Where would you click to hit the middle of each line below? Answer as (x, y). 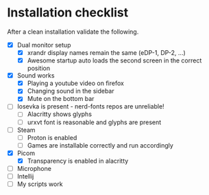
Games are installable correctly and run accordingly (100, 145)
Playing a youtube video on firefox (76, 83)
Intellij (25, 176)
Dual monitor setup (44, 45)
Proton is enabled (52, 137)
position (38, 68)
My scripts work (40, 184)
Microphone (34, 168)
